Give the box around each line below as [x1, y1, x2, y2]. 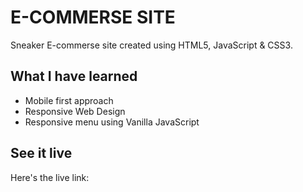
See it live [10, 145, 73, 162]
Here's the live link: [10, 171, 90, 183]
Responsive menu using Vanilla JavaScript [24, 116, 200, 128]
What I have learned [10, 68, 138, 85]
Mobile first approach [24, 94, 114, 106]
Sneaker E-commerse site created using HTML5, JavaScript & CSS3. [10, 39, 293, 51]
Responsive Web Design [24, 105, 126, 117]
